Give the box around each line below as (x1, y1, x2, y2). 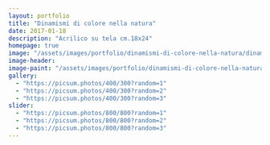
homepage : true (8, 42, 59, 50)
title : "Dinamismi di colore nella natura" (8, 19, 157, 27)
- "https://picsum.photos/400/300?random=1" (15, 79, 167, 87)
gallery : (8, 72, 38, 80)
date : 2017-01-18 (8, 27, 67, 35)
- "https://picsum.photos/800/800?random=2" (15, 117, 167, 125)
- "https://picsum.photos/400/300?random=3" (15, 94, 167, 102)
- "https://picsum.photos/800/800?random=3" (15, 124, 167, 132)
